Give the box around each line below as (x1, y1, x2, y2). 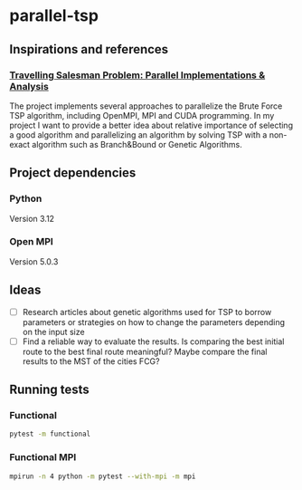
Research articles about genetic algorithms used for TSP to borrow (22, 306, 272, 317)
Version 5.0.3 (9, 255, 59, 267)
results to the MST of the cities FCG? (22, 355, 160, 367)
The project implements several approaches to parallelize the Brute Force (9, 101, 283, 111)
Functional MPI (9, 451, 77, 464)
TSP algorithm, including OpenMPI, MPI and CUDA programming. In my (9, 110, 275, 120)
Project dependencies (9, 165, 137, 181)
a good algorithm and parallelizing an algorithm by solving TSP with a (9, 129, 268, 140)
